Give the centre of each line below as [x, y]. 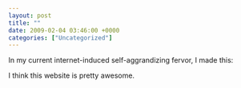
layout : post [30, 15]
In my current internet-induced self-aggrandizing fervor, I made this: [121, 60]
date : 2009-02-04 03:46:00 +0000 [64, 30]
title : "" [25, 23]
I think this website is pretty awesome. [71, 75]
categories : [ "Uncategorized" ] [60, 38]
